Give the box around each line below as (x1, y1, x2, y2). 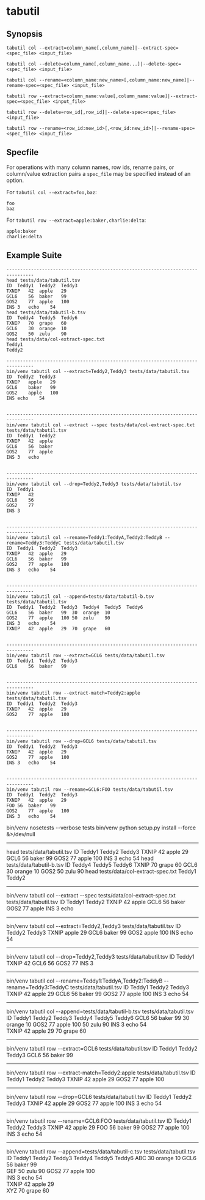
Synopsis (6, 29, 43, 39)
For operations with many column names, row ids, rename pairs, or (6, 164, 174, 171)
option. (6, 176, 24, 184)
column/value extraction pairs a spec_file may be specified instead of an (6, 170, 191, 177)
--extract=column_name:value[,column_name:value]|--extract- (38, 93, 198, 99)
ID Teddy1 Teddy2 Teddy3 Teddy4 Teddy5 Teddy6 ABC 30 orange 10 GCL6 (6, 1154, 197, 1161)
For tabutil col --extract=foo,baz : (6, 188, 97, 195)
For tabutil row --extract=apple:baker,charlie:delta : (6, 216, 146, 224)
